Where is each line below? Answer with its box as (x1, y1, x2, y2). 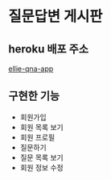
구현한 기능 (8, 90, 60, 103)
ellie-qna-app (8, 64, 54, 73)
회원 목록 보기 (19, 122, 64, 132)
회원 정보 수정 (19, 162, 64, 172)
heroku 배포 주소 (8, 42, 88, 56)
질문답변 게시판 (8, 7, 103, 26)
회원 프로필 (19, 132, 55, 142)
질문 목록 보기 (19, 153, 64, 162)
